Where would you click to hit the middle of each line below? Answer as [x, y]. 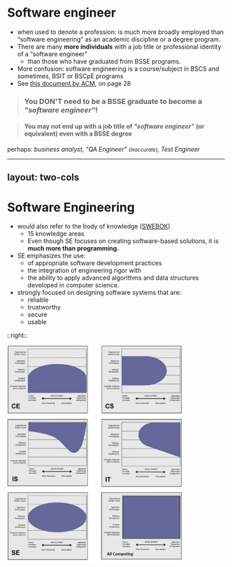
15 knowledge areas [56, 234]
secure [37, 315]
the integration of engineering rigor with [84, 271]
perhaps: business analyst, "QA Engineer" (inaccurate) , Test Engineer [104, 150]
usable [37, 322]
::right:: [17, 335]
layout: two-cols [43, 178]
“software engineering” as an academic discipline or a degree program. [119, 39]
